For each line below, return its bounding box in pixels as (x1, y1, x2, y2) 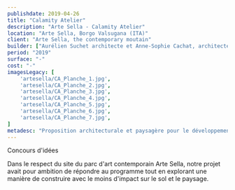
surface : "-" (7, 56, 45, 63)
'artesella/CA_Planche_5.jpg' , (20, 101, 111, 108)
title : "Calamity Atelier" (7, 17, 86, 24)
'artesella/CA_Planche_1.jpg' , (20, 75, 111, 82)
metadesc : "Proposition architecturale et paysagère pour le (7, 127, 190, 134)
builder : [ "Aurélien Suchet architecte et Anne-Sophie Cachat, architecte (7, 43, 230, 50)
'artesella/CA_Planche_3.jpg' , (20, 88, 111, 95)
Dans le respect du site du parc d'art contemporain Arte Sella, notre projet (7, 160, 221, 168)
